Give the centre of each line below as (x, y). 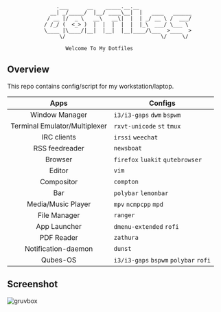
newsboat (128, 148)
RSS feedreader (59, 148)
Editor (59, 170)
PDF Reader (59, 237)
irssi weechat (136, 137)
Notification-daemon (59, 249)
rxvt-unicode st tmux (147, 126)
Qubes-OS (59, 260)
